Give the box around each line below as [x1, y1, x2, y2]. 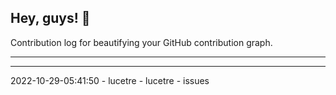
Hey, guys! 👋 [10, 10, 91, 27]
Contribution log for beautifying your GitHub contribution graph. [10, 36, 273, 48]
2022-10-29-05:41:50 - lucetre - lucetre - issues [10, 74, 210, 86]
